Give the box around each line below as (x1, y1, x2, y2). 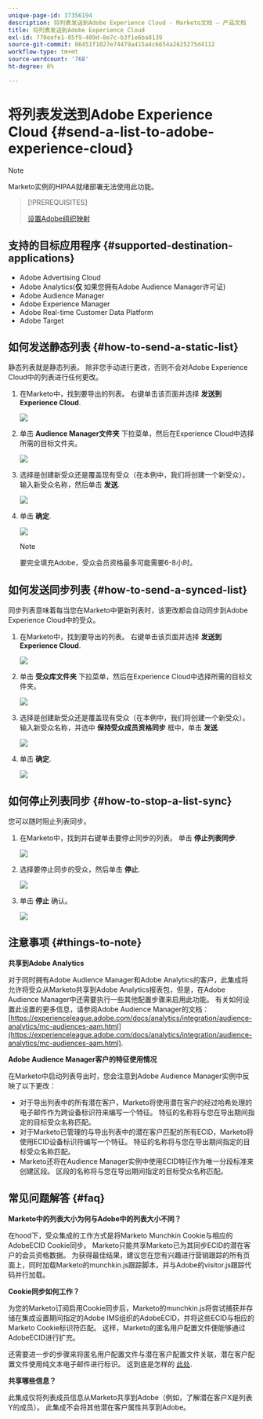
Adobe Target (19, 316, 64, 325)
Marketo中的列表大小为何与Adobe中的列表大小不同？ (8, 1214, 182, 1223)
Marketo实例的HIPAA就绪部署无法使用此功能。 (8, 181, 158, 191)
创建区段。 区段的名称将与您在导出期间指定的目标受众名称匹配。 (19, 1166, 228, 1176)
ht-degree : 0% (8, 63, 55, 71)
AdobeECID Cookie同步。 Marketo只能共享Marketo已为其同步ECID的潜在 (8, 1240, 244, 1249)
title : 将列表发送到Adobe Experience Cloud (8, 26, 145, 34)
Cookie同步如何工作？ (8, 1286, 80, 1296)
